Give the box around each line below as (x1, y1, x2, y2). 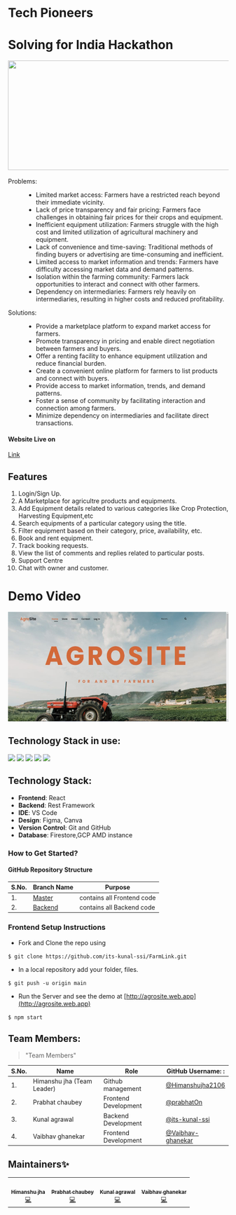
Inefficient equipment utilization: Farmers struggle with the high (35, 221, 219, 229)
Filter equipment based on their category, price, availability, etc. (18, 527, 202, 535)
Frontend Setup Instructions (8, 923, 106, 933)
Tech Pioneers (8, 5, 94, 21)
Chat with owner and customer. (18, 564, 109, 572)
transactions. (35, 419, 74, 427)
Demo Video (8, 589, 81, 604)
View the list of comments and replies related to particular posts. (18, 549, 205, 558)
